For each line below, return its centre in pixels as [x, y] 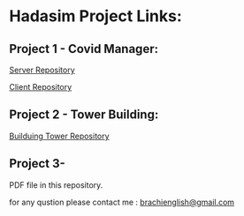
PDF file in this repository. [56, 185]
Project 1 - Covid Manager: [84, 49]
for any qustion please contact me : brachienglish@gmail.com [122, 202]
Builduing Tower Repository [59, 136]
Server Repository [42, 70]
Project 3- [38, 164]
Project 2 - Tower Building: [84, 115]
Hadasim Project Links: [96, 16]
